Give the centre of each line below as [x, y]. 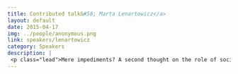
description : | [30, 54]
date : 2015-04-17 [33, 27]
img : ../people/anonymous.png [52, 33]
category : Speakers [36, 47]
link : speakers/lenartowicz [49, 40]
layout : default [31, 20]
